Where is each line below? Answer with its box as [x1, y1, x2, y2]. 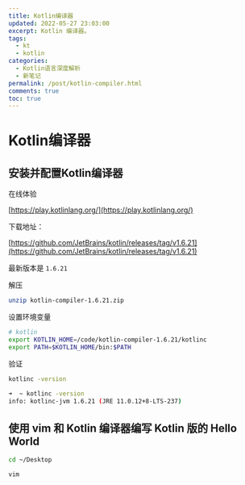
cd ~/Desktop [8, 456, 52, 464]
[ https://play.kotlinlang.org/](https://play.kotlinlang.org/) [8, 205, 193, 215]
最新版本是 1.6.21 [8, 263, 68, 273]
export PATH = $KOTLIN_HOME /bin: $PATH [8, 343, 131, 351]
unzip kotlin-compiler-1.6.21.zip [8, 296, 125, 305]
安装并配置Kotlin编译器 [8, 166, 123, 180]
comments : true [8, 86, 60, 95]
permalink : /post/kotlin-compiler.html [8, 79, 143, 87]
